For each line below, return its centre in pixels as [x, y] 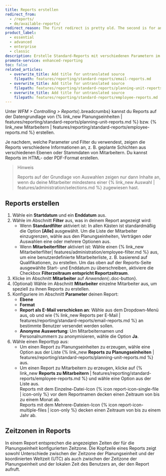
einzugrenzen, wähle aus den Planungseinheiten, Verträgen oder [86, 237]
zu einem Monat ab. [40, 400]
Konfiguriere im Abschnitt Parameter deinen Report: [65, 294]
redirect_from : [21, 14]
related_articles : [24, 70]
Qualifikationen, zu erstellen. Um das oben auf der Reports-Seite [85, 263]
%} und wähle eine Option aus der [116, 379]
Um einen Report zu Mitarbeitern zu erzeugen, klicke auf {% [81, 368]
